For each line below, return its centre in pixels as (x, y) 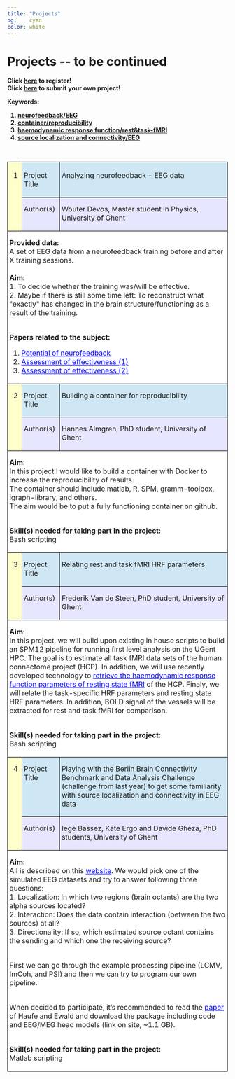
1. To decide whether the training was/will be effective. (100, 286)
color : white (26, 27)
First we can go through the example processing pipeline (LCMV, (116, 966)
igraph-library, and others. (53, 498)
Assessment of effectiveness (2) (75, 370)
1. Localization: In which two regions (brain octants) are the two (114, 897)
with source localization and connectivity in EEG (141, 795)
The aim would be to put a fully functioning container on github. (114, 506)
